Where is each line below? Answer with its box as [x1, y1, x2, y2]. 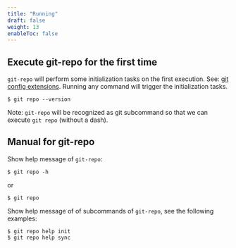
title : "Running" [7, 10, 58, 18]
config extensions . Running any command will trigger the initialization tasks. [7, 82, 228, 91]
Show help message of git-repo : [7, 154, 103, 163]
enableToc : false [7, 30, 58, 37]
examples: [7, 214, 37, 223]
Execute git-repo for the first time [7, 56, 158, 68]
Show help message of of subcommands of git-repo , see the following [7, 206, 214, 215]
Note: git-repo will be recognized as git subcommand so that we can [7, 108, 209, 117]
